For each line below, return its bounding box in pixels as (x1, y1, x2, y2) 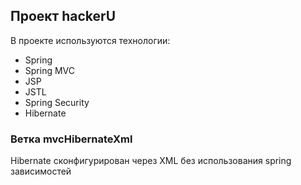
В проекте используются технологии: (10, 34, 171, 46)
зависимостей (10, 165, 72, 178)
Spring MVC (24, 64, 76, 76)
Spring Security (24, 96, 90, 108)
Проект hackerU (10, 8, 117, 25)
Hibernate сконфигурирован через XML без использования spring (10, 155, 292, 167)
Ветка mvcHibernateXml (10, 132, 133, 146)
